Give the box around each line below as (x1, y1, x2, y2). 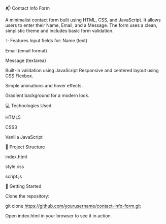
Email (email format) (5, 48, 47, 53)
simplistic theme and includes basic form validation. (5, 28, 114, 34)
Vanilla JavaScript (5, 134, 43, 140)
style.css (5, 164, 24, 170)
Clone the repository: (5, 193, 50, 199)
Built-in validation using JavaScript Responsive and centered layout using (5, 68, 159, 73)
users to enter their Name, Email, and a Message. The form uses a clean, (5, 22, 157, 28)
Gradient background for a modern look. (5, 92, 90, 99)
